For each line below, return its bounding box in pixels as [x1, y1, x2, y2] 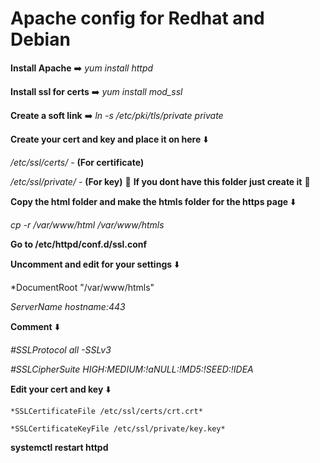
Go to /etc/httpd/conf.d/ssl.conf [10, 238, 148, 250]
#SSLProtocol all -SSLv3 [10, 343, 112, 356]
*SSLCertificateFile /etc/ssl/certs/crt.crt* [10, 406, 203, 416]
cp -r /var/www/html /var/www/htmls [10, 218, 165, 231]
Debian [10, 28, 71, 51]
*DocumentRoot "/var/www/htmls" [10, 281, 155, 293]
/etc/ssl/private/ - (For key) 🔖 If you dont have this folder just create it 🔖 [10, 175, 311, 187]
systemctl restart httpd [10, 441, 109, 453]
